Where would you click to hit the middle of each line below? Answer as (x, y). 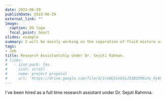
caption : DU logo (27, 28)
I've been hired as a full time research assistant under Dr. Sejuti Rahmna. (79, 92)
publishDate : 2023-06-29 (31, 14)
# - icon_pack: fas (27, 65)
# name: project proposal (36, 74)
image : (12, 23)
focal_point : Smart (30, 33)
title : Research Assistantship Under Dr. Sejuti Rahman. (65, 55)
